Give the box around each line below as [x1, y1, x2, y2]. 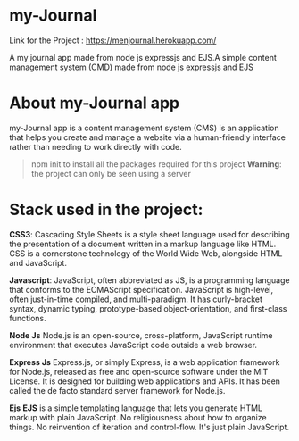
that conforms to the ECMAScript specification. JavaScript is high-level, [9, 284, 274, 295]
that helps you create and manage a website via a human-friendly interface [9, 131, 286, 143]
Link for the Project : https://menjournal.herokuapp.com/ [9, 35, 217, 46]
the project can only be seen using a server [30, 168, 192, 179]
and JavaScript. [9, 257, 67, 268]
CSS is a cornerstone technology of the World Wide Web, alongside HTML [9, 247, 283, 259]
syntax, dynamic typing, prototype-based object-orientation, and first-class [9, 303, 287, 313]
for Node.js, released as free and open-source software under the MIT [9, 366, 269, 377]
